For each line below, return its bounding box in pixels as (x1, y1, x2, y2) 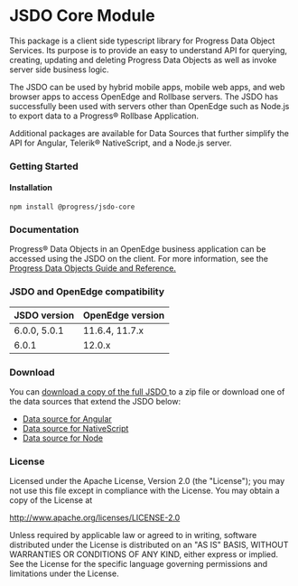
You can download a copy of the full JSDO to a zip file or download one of (9, 386, 285, 397)
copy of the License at (9, 495, 93, 506)
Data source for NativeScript (22, 423, 129, 433)
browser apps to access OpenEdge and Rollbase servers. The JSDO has (9, 91, 278, 102)
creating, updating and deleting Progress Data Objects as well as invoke (9, 54, 277, 65)
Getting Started (9, 160, 79, 172)
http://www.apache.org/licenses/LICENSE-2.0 (9, 512, 181, 524)
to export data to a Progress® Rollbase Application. (9, 110, 200, 121)
